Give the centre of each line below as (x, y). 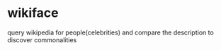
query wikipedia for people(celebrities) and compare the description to (110, 32)
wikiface (33, 13)
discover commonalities (42, 39)
